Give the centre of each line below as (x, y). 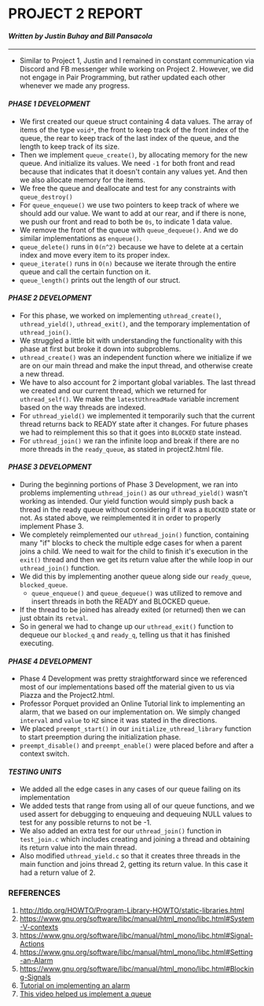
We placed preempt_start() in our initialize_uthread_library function (135, 729)
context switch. (44, 754)
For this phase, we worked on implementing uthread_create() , (120, 315)
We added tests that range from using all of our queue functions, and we (137, 806)
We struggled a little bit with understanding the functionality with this (131, 340)
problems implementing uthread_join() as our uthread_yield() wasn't (134, 493)
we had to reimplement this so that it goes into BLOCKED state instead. (130, 432)
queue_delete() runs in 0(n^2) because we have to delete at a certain (131, 246)
